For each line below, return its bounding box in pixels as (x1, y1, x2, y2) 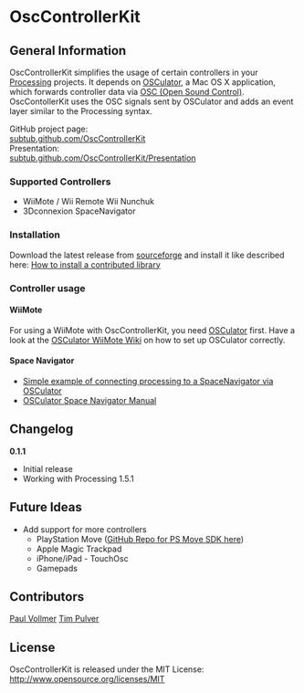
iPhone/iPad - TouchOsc (36, 552, 130, 563)
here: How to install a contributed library (9, 258, 162, 270)
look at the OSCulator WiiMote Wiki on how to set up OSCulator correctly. (9, 334, 286, 345)
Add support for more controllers (22, 523, 148, 535)
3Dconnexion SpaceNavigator (22, 205, 136, 216)
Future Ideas (9, 499, 82, 515)
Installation (9, 228, 61, 241)
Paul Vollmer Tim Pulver (9, 614, 100, 625)
